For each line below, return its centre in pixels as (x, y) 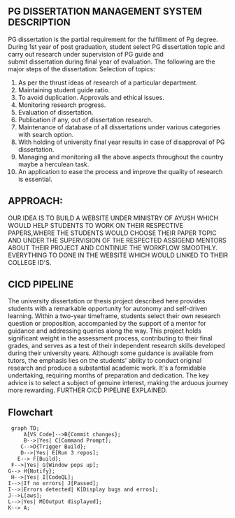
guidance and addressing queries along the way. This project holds (105, 331)
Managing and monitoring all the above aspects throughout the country (121, 157)
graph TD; (25, 429)
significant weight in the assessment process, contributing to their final (110, 338)
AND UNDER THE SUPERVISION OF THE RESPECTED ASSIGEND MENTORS (117, 240)
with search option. (46, 134)
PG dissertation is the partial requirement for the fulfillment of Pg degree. (113, 39)
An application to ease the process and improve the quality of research (120, 171)
